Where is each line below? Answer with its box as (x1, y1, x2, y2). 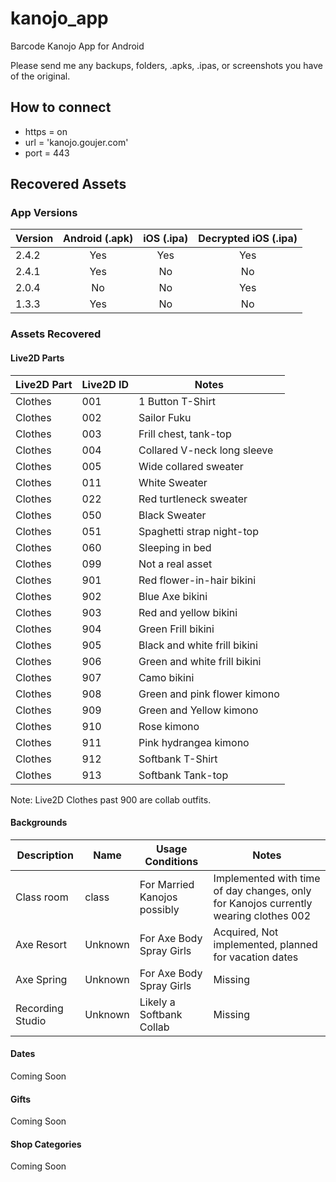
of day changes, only (213, 883, 312, 897)
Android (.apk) (63, 232, 134, 246)
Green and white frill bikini (138, 654, 262, 668)
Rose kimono (138, 719, 200, 733)
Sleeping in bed (138, 540, 212, 554)
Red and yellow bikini (138, 605, 238, 619)
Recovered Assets (10, 176, 127, 193)
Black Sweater (138, 508, 207, 522)
